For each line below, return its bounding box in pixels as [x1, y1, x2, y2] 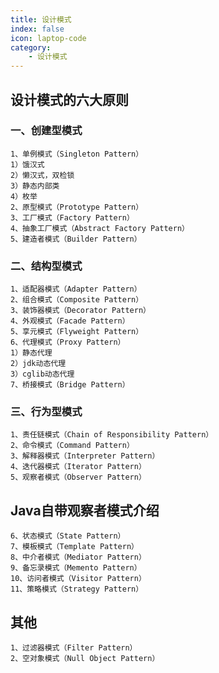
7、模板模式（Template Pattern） [10, 542, 139, 552]
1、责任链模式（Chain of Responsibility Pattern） [10, 430, 214, 440]
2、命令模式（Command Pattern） [10, 441, 135, 451]
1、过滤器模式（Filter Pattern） [10, 643, 138, 653]
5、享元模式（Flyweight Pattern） [10, 327, 144, 337]
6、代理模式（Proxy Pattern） [10, 337, 126, 348]
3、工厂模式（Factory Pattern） [10, 212, 135, 223]
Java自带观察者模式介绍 [10, 502, 160, 519]
